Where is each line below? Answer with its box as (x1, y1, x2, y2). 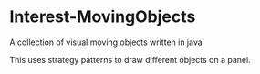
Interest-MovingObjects (9, 6, 196, 27)
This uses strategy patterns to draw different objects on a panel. (9, 54, 251, 65)
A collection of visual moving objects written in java (9, 37, 203, 48)
